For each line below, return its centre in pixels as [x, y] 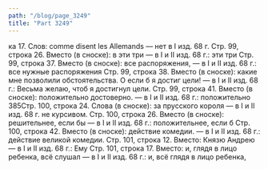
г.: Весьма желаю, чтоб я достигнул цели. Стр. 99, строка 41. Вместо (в [131, 88]
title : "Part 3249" [41, 23]
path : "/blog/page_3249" [50, 16]
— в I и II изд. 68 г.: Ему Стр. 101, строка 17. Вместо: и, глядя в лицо [123, 148]
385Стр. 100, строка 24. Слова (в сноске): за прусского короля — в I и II [132, 106]
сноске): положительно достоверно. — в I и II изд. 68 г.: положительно [129, 97]
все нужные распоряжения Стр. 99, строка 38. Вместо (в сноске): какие [133, 71]
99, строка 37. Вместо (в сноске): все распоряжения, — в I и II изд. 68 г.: [133, 63]
